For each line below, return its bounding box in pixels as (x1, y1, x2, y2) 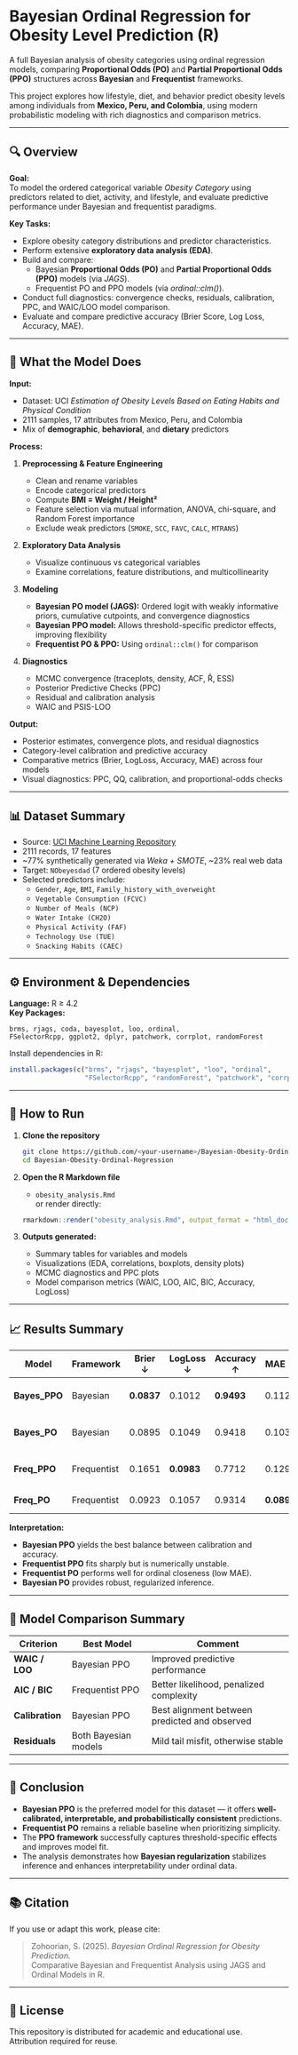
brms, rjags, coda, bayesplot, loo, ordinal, (9, 1024, 180, 1034)
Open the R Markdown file (21, 1171, 121, 1183)
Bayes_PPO (13, 1390, 64, 1402)
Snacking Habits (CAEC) (35, 942, 124, 952)
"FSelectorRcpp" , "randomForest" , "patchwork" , (84, 1073, 264, 1083)
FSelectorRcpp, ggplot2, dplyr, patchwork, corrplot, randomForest (9, 1032, 264, 1041)
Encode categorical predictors (35, 484, 146, 495)
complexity (151, 1690, 198, 1701)
